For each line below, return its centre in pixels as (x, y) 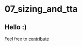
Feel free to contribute (27, 39)
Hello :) (16, 27)
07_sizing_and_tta (41, 9)
